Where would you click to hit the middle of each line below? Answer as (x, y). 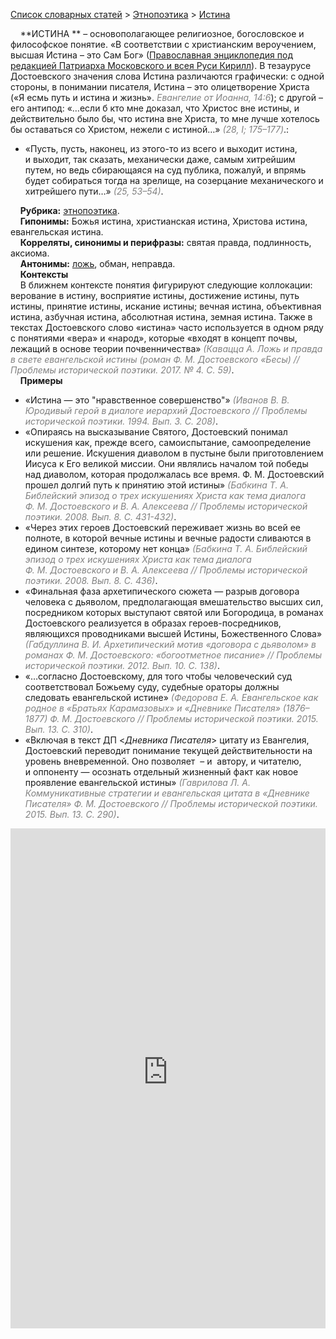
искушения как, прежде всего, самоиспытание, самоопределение (168, 442)
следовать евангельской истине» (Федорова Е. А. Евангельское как (171, 697)
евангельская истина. (57, 232)
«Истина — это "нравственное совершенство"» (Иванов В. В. (157, 400)
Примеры (41, 380)
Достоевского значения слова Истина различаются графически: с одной (167, 76)
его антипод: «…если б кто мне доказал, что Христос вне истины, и (155, 108)
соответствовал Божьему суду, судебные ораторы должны (152, 687)
